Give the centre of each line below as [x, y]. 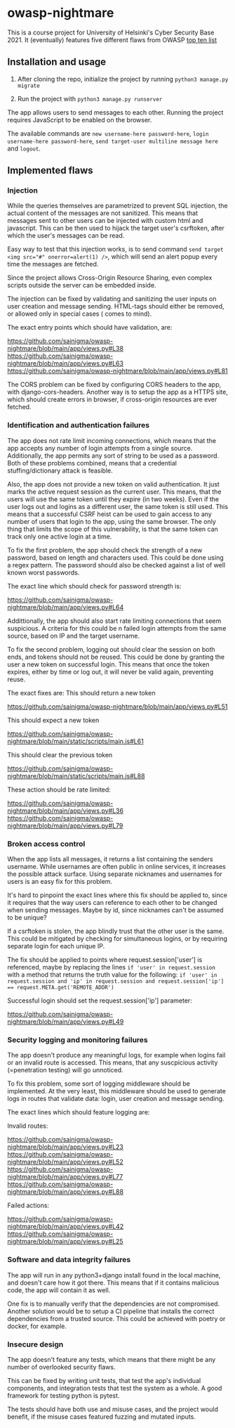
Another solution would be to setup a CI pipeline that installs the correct [111, 1311]
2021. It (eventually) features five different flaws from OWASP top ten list [112, 39]
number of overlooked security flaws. [61, 1367]
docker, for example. [37, 1326]
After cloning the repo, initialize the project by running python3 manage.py [123, 79]
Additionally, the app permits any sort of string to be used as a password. [113, 456]
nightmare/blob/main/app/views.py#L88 [66, 1192]
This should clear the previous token [60, 754]
